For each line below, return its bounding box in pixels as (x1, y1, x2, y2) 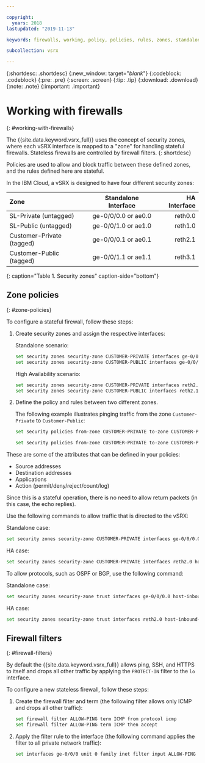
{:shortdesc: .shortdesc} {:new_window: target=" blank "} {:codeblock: (6, 70, 182, 77)
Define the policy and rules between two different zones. (15, 399, 159, 406)
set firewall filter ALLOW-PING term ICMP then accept (15, 721, 158, 728)
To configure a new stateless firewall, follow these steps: (6, 686, 149, 693)
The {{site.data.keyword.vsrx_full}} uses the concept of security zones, (6, 136, 186, 143)
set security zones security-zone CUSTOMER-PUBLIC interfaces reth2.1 (15, 388, 199, 394)
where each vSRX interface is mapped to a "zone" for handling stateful (6, 143, 185, 150)
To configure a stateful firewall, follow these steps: (6, 318, 134, 325)
